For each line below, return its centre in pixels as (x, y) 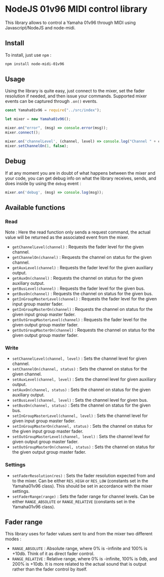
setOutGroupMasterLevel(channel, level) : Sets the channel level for (81, 437)
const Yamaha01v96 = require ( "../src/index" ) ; (53, 110)
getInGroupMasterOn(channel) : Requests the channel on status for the (82, 309)
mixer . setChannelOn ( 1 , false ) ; (37, 146)
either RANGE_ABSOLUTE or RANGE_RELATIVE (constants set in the (73, 501)
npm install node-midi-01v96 (35, 64)
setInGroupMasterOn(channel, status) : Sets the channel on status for (82, 426)
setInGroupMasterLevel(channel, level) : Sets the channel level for (80, 416)
